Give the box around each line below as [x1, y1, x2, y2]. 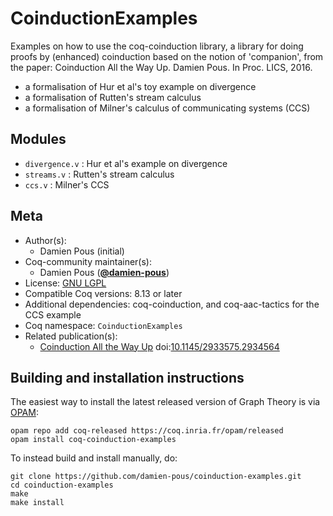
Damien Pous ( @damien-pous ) [39, 266, 170, 278]
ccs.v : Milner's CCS [24, 178, 110, 191]
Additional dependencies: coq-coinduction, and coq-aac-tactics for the [24, 298, 320, 310]
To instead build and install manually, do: [10, 452, 178, 464]
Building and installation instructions [10, 369, 245, 386]
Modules [10, 131, 67, 148]
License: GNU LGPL [24, 277, 107, 289]
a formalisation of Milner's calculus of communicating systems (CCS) [24, 102, 311, 114]
